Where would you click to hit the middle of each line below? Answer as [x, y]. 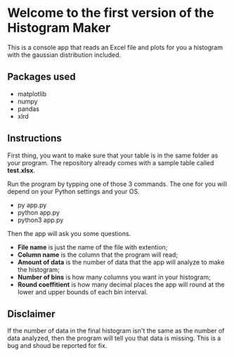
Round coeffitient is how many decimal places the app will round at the [121, 284]
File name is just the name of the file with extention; [92, 247]
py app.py [32, 205]
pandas [28, 109]
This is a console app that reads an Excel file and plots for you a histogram [115, 47]
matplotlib [32, 93]
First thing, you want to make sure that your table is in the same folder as [113, 155]
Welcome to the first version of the [111, 13]
